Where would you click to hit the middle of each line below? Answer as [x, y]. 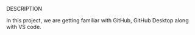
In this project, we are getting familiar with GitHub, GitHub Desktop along [97, 20]
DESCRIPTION [24, 9]
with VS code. [24, 27]
